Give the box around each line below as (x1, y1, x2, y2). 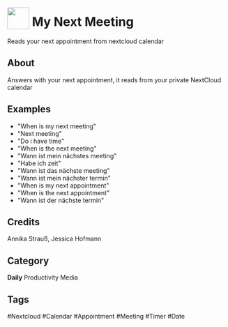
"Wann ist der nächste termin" (17, 196, 105, 204)
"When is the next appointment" (17, 188, 110, 197)
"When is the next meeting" (17, 144, 97, 153)
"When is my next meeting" (17, 122, 96, 130)
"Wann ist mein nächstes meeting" (17, 151, 117, 160)
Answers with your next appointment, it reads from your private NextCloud (7, 75, 222, 84)
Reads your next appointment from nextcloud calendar (7, 37, 165, 45)
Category (7, 254, 50, 266)
